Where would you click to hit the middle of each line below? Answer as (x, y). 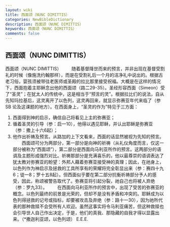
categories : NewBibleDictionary (39, 19)
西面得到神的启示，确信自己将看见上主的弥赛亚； (64, 117)
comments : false (22, 34)
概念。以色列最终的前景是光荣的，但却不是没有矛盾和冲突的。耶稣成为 (86, 193)
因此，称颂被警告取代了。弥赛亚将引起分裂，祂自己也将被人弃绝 (88, 181)
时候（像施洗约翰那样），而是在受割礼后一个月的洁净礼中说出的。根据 (86, 75)
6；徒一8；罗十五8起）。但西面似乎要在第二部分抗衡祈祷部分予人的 (82, 174)
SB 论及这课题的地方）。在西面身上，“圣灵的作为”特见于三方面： (72, 107)
